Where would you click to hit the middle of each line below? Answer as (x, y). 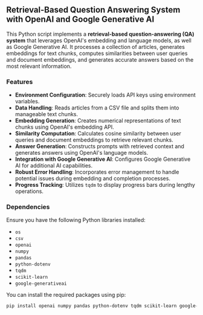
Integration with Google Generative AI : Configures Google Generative (103, 159)
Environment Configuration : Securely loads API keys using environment (105, 95)
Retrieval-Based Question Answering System (93, 10)
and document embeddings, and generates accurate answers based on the (100, 59)
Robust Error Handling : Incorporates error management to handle (97, 172)
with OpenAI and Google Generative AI (80, 20)
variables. (27, 102)
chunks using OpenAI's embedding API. (65, 127)
